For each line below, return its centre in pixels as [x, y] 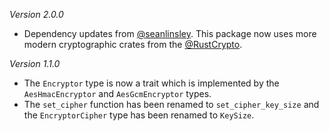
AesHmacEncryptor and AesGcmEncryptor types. [117, 93]
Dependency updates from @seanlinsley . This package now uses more [170, 33]
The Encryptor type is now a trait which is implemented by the [151, 83]
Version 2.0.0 [36, 14]
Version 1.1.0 [35, 63]
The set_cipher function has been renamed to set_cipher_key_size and [171, 104]
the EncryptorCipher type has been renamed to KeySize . [139, 115]
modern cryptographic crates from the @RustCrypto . [133, 44]
